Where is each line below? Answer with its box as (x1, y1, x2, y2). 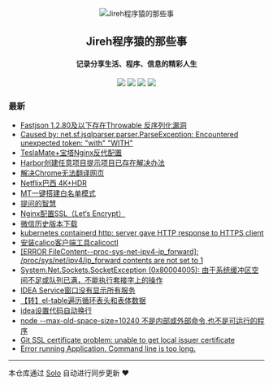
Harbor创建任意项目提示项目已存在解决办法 (19, 158, 165, 167)
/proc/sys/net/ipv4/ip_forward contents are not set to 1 (19, 255, 204, 265)
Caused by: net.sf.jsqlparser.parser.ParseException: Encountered (19, 129, 239, 139)
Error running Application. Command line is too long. (19, 344, 197, 353)
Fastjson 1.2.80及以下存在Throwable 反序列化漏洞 (19, 120, 187, 130)
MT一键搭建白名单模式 (19, 188, 96, 198)
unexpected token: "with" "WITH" (19, 138, 134, 148)
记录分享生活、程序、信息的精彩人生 (76, 58, 197, 68)
